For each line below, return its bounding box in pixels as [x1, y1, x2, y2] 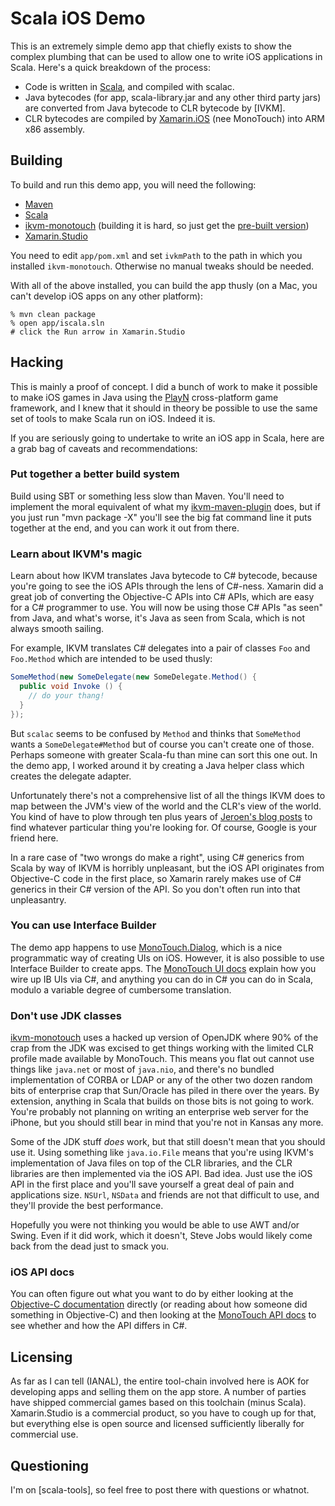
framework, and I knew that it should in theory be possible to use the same [10, 402, 318, 414]
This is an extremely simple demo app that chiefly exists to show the [10, 40, 292, 52]
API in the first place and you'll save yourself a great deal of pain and [10, 1178, 295, 1191]
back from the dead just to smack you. [10, 1240, 169, 1252]
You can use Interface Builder [10, 918, 157, 932]
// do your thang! [28, 690, 105, 701]
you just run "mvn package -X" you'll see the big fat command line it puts [10, 511, 312, 523]
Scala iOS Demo [10, 7, 146, 30]
